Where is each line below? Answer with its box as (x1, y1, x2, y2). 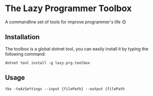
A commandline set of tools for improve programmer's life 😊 (5, 19, 126, 25)
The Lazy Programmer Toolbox (5, 3, 132, 14)
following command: (5, 51, 46, 57)
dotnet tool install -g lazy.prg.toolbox (5, 60, 90, 65)
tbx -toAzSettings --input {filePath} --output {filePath (5, 86, 125, 91)
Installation (5, 33, 40, 41)
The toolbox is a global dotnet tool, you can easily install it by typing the (5, 46, 149, 51)
